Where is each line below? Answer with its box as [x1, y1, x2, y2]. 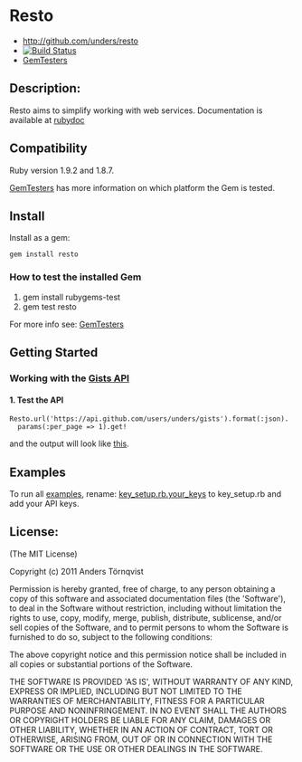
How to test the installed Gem [9, 271, 142, 283]
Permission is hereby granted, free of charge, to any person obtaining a [9, 583, 276, 594]
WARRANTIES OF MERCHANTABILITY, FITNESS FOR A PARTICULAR [9, 695, 265, 706]
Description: [9, 81, 81, 96]
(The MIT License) [9, 548, 79, 559]
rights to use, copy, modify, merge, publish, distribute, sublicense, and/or [9, 612, 282, 623]
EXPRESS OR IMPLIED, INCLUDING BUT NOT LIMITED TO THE [9, 685, 242, 697]
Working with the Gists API [9, 372, 129, 385]
